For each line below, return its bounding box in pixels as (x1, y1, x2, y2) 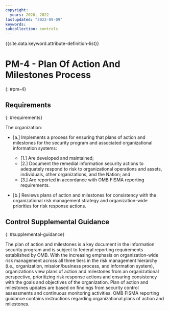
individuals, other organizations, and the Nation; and (20, 171, 131, 177)
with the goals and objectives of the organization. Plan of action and (5, 279, 149, 285)
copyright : (5, 7, 29, 13)
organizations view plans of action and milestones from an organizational (5, 268, 159, 274)
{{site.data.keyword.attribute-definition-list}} (5, 40, 100, 46)
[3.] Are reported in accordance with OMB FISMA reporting (20, 177, 144, 183)
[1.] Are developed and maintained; (20, 155, 94, 161)
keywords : (5, 21, 27, 27)
